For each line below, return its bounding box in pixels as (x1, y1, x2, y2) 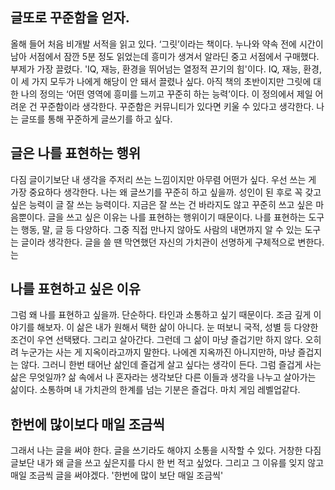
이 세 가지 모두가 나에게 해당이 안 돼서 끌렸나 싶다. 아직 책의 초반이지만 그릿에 (10, 75, 312, 87)
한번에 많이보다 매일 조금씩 (10, 416, 165, 433)
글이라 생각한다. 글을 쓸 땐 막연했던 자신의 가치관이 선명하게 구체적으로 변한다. (20, 236, 325, 248)
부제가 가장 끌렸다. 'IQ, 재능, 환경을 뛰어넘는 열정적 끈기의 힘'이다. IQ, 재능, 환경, (10, 63, 322, 75)
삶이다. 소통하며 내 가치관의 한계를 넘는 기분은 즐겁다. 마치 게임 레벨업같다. (10, 384, 301, 396)
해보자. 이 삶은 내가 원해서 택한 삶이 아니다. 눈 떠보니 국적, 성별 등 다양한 (36, 321, 319, 333)
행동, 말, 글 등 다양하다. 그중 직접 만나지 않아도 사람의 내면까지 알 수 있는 (20, 223, 303, 235)
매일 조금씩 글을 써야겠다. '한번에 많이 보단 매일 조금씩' (10, 469, 224, 482)
